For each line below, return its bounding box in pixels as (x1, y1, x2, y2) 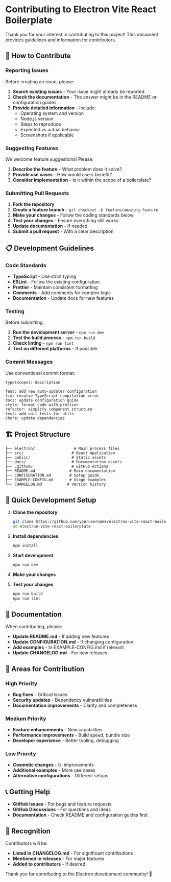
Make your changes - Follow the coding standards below (12, 212, 134, 218)
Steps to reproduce (20, 121, 61, 127)
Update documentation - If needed (12, 223, 88, 229)
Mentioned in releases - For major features (12, 855, 105, 862)
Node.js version (20, 115, 54, 122)
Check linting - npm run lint (12, 340, 74, 346)
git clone (12, 519, 34, 525)
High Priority (5, 680, 38, 687)
